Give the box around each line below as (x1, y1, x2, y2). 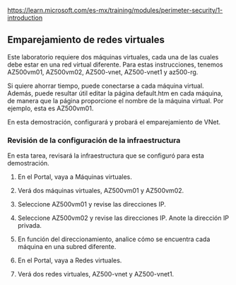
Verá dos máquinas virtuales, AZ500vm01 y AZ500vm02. (17, 187, 184, 195)
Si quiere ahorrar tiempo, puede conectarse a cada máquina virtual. (7, 81, 204, 90)
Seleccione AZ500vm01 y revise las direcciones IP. (17, 200, 166, 209)
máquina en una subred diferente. (17, 243, 117, 251)
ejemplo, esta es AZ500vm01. (7, 104, 94, 112)
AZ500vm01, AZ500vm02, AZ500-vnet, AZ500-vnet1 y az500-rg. (7, 67, 199, 76)
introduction (7, 13, 43, 22)
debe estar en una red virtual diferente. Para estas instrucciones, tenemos (7, 60, 223, 69)
